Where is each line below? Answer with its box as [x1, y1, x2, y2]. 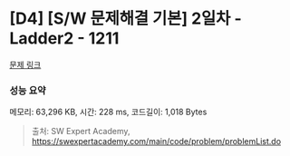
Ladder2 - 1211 [9, 28, 120, 49]
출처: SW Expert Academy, [31, 126, 130, 137]
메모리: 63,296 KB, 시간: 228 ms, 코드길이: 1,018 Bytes [9, 106, 208, 118]
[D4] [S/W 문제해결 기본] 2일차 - [9, 8, 242, 29]
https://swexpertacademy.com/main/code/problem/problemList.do [31, 136, 282, 147]
